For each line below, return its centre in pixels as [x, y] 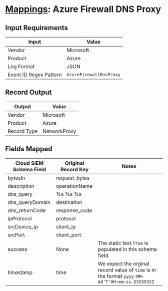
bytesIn [16, 178]
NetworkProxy [59, 131]
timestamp [20, 272]
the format [110, 276]
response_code [74, 210]
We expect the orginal [123, 263]
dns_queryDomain [29, 202]
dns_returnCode [27, 210]
